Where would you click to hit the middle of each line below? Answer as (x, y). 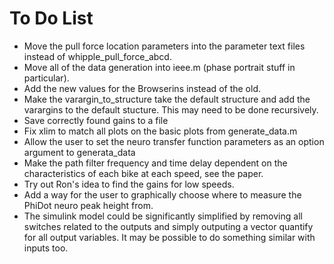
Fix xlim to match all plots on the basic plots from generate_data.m (160, 131)
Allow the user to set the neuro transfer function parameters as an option (174, 141)
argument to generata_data (79, 152)
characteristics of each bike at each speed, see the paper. (143, 173)
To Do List (51, 18)
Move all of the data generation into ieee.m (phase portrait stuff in (159, 67)
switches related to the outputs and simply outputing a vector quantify (168, 226)
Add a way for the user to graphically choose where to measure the (162, 194)
